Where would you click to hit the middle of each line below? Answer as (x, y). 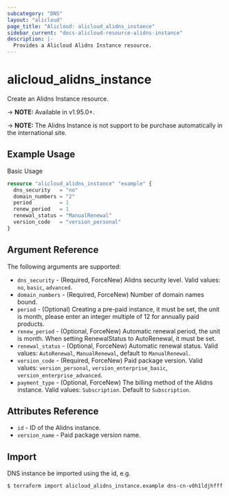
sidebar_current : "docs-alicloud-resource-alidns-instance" (95, 33)
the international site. (37, 132)
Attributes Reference (53, 411)
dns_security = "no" (46, 190)
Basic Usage (25, 171)
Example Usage (41, 155)
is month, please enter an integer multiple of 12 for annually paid (108, 316)
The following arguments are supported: (64, 267)
